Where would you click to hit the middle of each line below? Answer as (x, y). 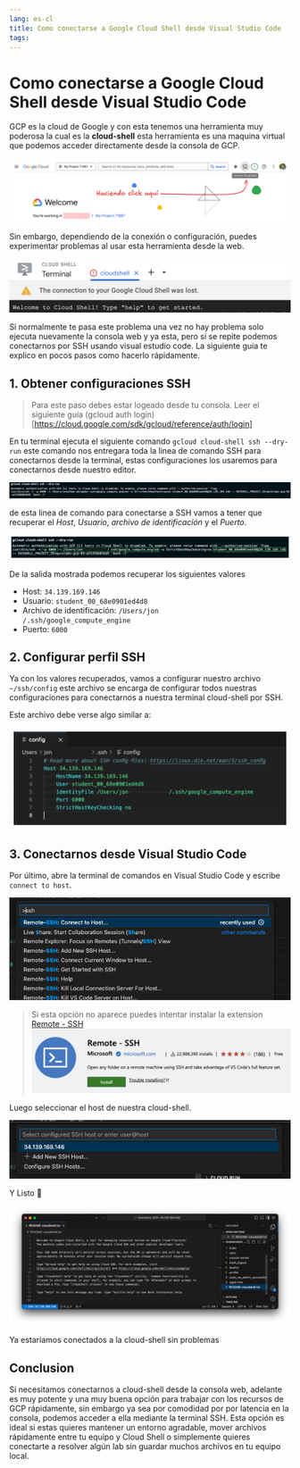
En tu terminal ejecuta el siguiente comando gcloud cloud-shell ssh (135, 441)
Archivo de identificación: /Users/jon (90, 610)
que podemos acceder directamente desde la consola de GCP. (125, 146)
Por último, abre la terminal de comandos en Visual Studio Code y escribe (145, 876)
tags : (19, 38)
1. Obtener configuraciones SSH (100, 384)
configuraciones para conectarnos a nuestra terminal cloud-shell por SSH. (146, 697)
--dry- (276, 442)
